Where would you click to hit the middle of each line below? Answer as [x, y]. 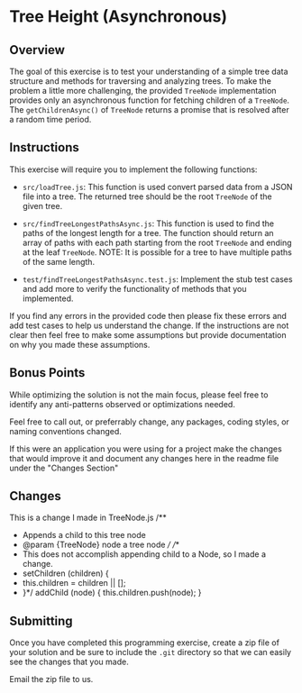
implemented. [48, 298]
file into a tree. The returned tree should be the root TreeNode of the [147, 196]
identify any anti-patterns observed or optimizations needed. [123, 404]
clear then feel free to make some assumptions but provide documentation [148, 334]
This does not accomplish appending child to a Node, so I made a [144, 554]
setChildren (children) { [66, 573]
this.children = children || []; [74, 583]
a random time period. [50, 119]
